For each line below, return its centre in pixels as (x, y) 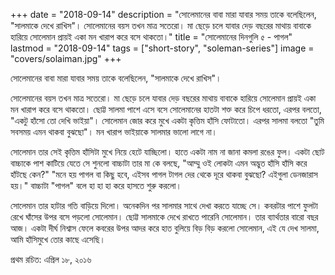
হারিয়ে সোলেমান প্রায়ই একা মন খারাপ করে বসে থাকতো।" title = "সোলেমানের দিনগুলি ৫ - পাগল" (151, 37)
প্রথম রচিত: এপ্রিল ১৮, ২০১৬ (51, 259)
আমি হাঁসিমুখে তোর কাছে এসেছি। (58, 239)
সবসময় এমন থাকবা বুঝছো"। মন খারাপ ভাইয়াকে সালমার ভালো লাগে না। (114, 132)
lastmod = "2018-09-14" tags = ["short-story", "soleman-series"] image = (162, 48)
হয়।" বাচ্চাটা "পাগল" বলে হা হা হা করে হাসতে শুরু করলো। (96, 185)
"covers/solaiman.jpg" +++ (66, 58)
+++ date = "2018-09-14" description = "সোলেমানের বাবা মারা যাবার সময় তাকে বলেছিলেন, (163, 14)
